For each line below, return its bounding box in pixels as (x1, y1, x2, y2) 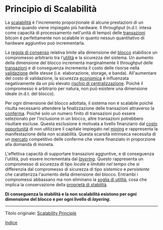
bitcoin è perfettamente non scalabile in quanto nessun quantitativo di (5, 35, 145, 41)
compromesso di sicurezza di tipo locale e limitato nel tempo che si (5, 161, 140, 167)
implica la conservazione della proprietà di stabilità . (5, 181, 108, 187)
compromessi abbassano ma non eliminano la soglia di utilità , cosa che (5, 176, 147, 182)
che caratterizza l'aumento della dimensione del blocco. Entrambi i (5, 171, 138, 177)
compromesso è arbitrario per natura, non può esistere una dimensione (5, 85, 148, 91)
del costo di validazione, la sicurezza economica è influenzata (5, 75, 129, 81)
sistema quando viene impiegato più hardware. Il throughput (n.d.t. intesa (5, 24, 151, 30)
